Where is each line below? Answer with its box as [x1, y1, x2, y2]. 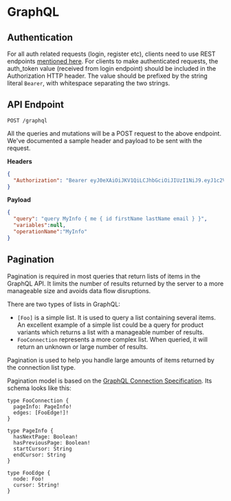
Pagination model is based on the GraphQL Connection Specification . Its [7, 376, 212, 385]
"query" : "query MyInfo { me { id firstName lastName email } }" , [13, 215, 208, 222]
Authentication [7, 32, 74, 43]
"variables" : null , [13, 222, 67, 229]
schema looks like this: [7, 383, 72, 392]
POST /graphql [7, 117, 48, 124]
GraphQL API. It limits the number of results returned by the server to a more [7, 279, 224, 288]
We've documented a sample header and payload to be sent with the [7, 136, 203, 145]
